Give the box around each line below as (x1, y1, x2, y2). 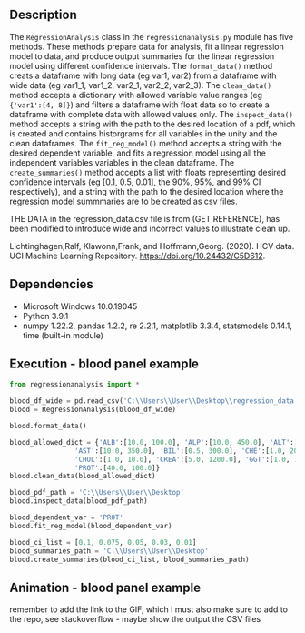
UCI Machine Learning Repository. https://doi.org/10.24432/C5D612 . (9, 250, 266, 261)
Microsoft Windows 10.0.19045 (22, 300, 138, 312)
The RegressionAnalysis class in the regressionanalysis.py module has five (9, 31, 293, 42)
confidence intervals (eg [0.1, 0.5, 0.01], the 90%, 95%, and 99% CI (9, 176, 261, 187)
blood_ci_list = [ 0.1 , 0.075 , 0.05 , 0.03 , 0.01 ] (9, 538, 197, 547)
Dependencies (9, 276, 93, 292)
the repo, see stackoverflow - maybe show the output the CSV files (9, 614, 261, 625)
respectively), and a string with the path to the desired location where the (9, 186, 284, 196)
